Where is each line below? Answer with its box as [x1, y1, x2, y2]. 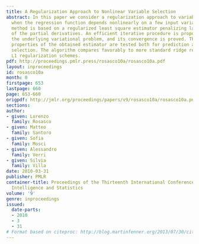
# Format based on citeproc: [6, 229, 78, 235]
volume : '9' [6, 190, 36, 196]
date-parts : [11, 207, 41, 213]
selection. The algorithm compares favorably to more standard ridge [11, 47, 187, 53]
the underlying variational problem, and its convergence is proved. [11, 36, 187, 42]
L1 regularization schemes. [11, 53, 81, 59]
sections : [6, 102, 31, 108]
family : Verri [11, 152, 46, 158]
